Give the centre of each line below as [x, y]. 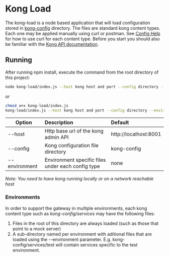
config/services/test [33, 244]
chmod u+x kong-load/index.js [37, 106]
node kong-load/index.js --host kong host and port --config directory [82, 87]
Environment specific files [75, 160]
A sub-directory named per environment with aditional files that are [82, 234]
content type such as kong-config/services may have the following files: [80, 213]
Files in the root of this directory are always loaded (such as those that [86, 223]
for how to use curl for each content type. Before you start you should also [82, 39]
